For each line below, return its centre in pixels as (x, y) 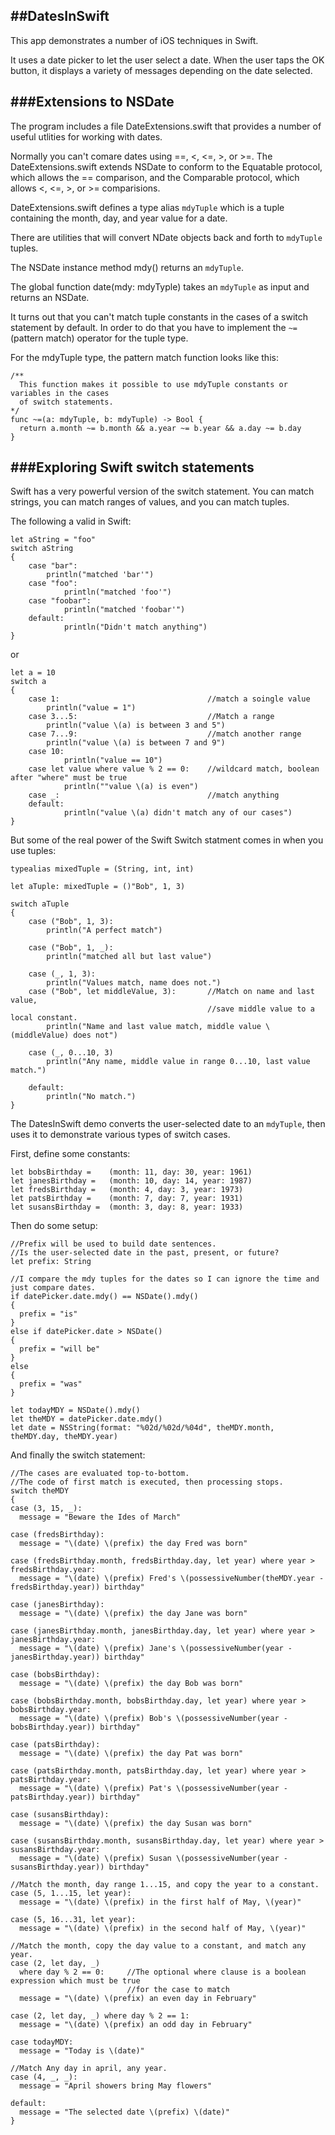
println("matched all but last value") (129, 957)
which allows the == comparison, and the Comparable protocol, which (155, 177)
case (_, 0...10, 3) (71, 1053)
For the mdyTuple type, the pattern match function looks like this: (144, 357)
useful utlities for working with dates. (86, 136)
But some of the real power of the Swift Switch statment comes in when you (167, 840)
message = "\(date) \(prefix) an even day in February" (138, 1999)
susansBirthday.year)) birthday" (80, 1867)
